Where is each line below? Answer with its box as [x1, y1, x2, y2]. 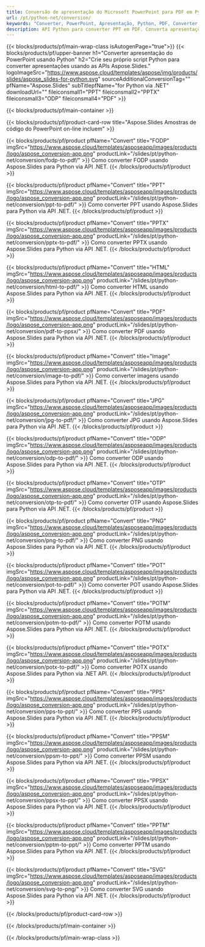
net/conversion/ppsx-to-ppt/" [6, 797, 81, 804]
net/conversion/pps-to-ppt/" [6, 708, 78, 715]
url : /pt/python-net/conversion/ [6, 15, 92, 21]
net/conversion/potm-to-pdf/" [6, 619, 82, 627]
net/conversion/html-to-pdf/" [6, 283, 80, 291]
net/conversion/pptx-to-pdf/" [6, 239, 81, 246]
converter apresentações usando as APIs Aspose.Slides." [6, 62, 151, 70]
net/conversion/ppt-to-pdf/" [6, 201, 77, 208]
